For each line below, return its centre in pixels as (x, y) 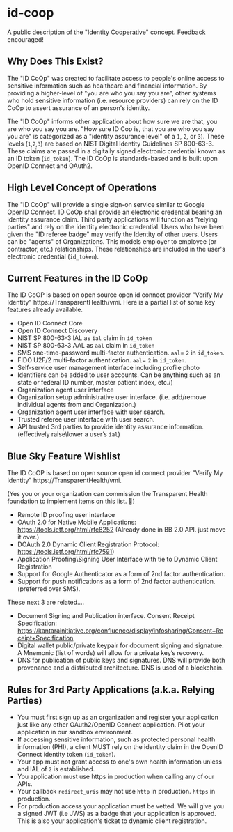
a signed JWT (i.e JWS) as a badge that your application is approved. (117, 814)
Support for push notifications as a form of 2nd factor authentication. (116, 581)
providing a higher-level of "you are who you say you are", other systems (112, 93)
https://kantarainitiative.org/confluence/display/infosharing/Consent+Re (120, 631)
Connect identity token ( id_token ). (66, 754)
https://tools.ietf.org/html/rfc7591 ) (66, 552)
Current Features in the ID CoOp (78, 278)
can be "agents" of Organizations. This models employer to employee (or (112, 241)
